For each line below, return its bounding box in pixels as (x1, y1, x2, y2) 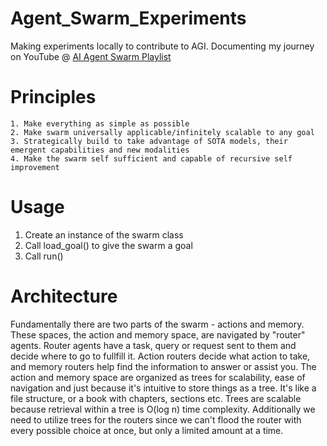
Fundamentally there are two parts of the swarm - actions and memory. (10, 318, 305, 330)
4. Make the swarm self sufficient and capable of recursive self (10, 153, 293, 164)
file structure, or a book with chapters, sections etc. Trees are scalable (10, 392, 302, 404)
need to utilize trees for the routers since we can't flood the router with (10, 413, 302, 426)
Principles (10, 86, 97, 109)
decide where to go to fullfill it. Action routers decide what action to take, (10, 350, 311, 362)
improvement (10, 162, 60, 172)
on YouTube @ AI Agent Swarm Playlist (10, 50, 172, 62)
